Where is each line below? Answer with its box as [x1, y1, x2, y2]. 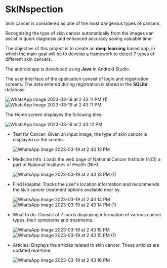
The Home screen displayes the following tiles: [5, 111, 103, 118]
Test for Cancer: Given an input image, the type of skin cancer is [12, 131, 148, 137]
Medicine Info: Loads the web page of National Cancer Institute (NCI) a [12, 156, 161, 162]
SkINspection [5, 4, 63, 15]
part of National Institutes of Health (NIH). [12, 161, 100, 168]
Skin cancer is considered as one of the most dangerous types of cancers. [5, 20, 161, 26]
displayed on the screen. [12, 136, 64, 142]
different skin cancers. [5, 56, 52, 62]
